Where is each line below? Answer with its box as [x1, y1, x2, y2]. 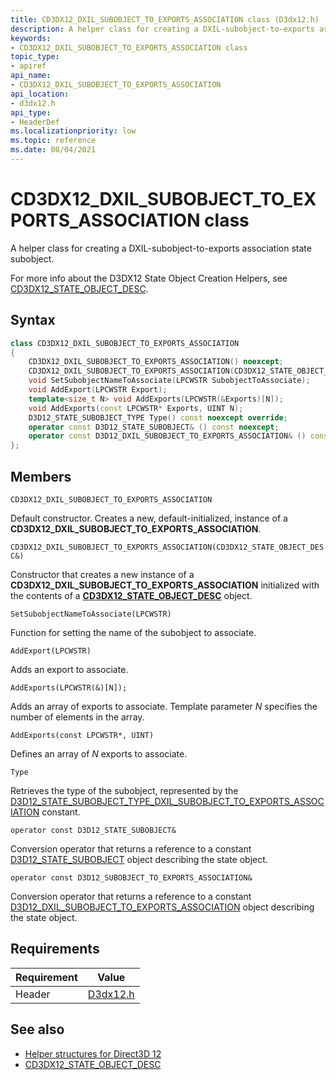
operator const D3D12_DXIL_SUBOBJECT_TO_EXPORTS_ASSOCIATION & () [28, 431, 307, 441]
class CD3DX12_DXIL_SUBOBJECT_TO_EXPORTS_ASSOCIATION [10, 338, 240, 348]
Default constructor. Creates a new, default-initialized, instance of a [10, 512, 288, 524]
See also [10, 1021, 65, 1038]
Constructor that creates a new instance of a [10, 568, 195, 580]
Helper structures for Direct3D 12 [24, 1047, 162, 1060]
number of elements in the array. [10, 711, 145, 723]
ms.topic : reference [10, 136, 97, 146]
